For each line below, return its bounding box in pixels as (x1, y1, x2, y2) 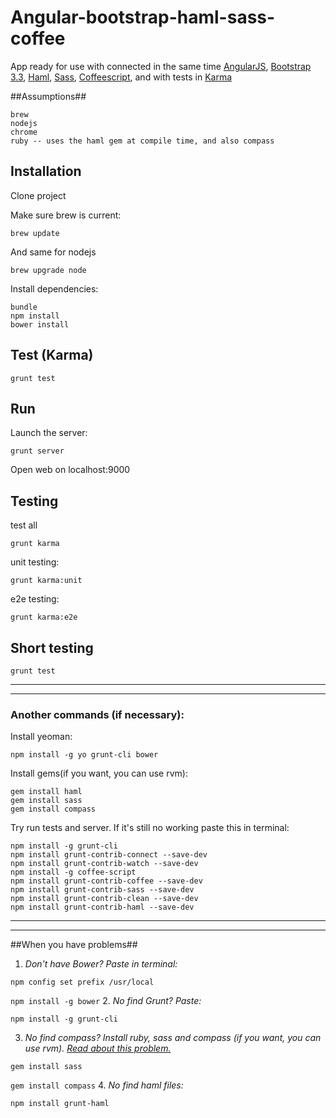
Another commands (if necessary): (10, 707, 185, 721)
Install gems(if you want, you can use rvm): (10, 767, 188, 780)
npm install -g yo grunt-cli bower (10, 750, 159, 760)
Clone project (10, 189, 67, 201)
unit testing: (10, 556, 60, 568)
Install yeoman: (10, 731, 73, 743)
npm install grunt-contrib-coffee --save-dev (10, 876, 203, 886)
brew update (10, 228, 60, 238)
